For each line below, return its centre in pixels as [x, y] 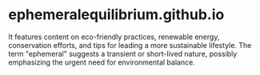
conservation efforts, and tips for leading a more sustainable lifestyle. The [130, 45]
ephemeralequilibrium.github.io [116, 15]
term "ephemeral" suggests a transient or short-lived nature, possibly [123, 53]
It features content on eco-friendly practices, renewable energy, [114, 37]
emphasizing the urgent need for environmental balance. [102, 62]
